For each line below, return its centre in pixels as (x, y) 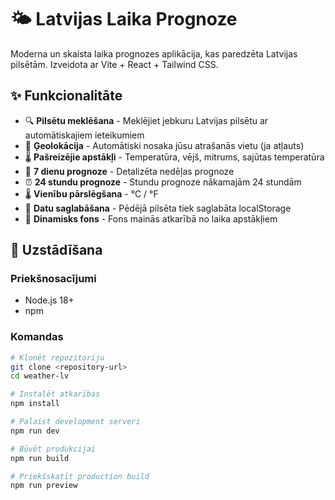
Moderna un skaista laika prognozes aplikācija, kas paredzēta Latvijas (154, 53)
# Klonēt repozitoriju (57, 357)
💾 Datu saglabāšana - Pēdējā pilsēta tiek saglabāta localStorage (158, 208)
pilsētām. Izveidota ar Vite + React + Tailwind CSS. (114, 64)
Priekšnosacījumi (53, 279)
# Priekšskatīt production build (80, 476)
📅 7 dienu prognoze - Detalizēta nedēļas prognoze (129, 171)
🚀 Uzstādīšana (56, 250)
